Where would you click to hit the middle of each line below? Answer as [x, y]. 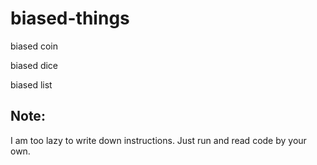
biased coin [34, 46]
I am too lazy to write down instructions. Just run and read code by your [158, 140]
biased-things [70, 18]
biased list [31, 84]
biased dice [34, 65]
